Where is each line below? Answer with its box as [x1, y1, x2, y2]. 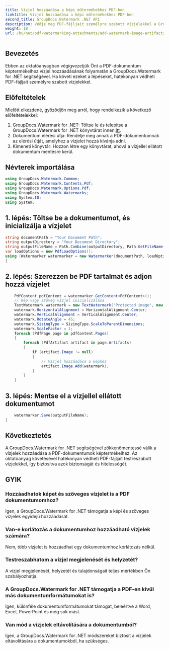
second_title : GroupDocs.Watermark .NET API [5, 17, 100, 22]
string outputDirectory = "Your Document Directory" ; [5, 239, 121, 245]
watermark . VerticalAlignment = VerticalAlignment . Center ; [14, 312, 138, 317]
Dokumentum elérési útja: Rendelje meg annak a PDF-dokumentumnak [12, 132, 159, 138]
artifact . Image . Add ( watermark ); [41, 363, 109, 369]
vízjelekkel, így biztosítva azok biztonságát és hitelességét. [5, 461, 128, 467]
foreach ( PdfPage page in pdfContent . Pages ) [14, 331, 109, 336]
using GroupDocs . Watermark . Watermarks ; [5, 191, 89, 196]
